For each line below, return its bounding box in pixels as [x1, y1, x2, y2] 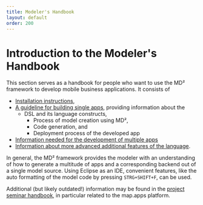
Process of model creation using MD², [33, 116, 128, 124]
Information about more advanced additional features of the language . [15, 143, 191, 150]
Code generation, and [33, 123, 88, 130]
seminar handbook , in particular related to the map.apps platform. [6, 192, 171, 199]
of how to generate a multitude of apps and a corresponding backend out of [6, 161, 196, 168]
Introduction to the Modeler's [6, 46, 158, 60]
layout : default [6, 15, 47, 21]
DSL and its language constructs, [24, 110, 107, 118]
